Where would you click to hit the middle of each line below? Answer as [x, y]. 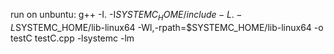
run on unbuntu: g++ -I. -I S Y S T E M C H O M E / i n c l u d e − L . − [126, 16]
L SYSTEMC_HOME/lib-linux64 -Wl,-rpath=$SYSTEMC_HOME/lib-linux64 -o [167, 27]
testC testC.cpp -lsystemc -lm [72, 38]
